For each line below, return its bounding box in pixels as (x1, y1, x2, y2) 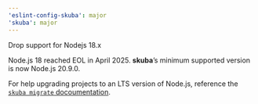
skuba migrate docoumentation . (8, 87, 111, 96)
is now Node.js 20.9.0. (8, 63, 81, 73)
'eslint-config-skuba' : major (8, 11, 107, 20)
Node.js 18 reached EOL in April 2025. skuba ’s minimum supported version (8, 56, 251, 65)
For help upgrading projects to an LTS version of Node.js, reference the (8, 79, 238, 88)
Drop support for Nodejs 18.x (8, 40, 102, 49)
